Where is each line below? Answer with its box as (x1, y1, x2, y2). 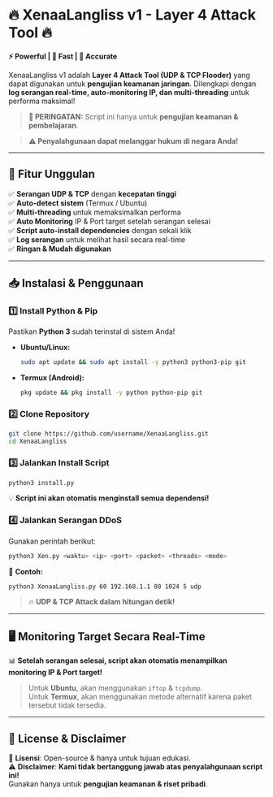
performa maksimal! (8, 96, 76, 106)
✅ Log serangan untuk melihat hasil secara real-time (8, 234, 185, 245)
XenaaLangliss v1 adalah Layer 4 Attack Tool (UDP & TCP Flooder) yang (8, 70, 250, 80)
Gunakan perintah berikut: (8, 536, 96, 546)
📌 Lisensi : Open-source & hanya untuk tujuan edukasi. (8, 753, 191, 763)
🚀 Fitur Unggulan (8, 167, 96, 181)
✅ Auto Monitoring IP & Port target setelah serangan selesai (8, 216, 211, 226)
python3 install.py (8, 479, 75, 487)
